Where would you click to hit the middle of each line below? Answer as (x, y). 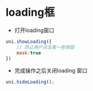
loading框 (30, 12)
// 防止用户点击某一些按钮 (45, 47)
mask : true (29, 53)
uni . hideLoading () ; (30, 82)
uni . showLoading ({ (29, 42)
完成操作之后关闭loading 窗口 (51, 71)
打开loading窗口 (34, 30)
